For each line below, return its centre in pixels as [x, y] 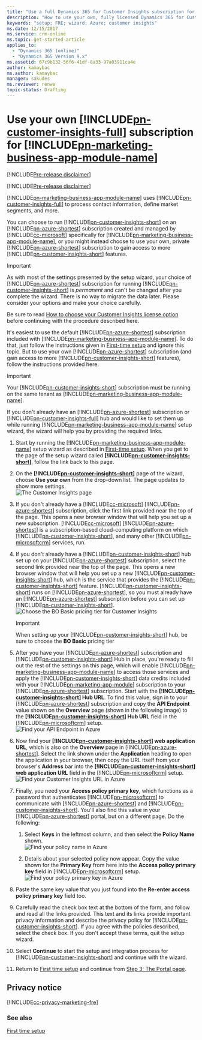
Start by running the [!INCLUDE [54, 442]
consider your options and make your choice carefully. [74, 302]
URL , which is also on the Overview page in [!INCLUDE [84, 747]
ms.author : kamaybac [33, 73]
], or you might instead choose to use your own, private [121, 241]
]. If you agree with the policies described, [127, 926]
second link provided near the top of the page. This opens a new [95, 567]
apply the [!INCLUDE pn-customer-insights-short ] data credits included [103, 678]
